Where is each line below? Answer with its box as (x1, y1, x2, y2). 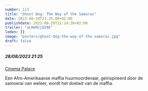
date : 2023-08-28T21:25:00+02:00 (5, 16, 73, 21)
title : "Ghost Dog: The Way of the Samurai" (5, 12, 97, 16)
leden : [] (5, 30, 25, 34)
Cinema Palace (5, 66, 35, 72)
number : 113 (5, 7, 29, 12)
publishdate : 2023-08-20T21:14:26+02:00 (5, 20, 88, 26)
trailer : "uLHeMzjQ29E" (5, 25, 53, 30)
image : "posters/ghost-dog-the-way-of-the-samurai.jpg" (5, 34, 120, 39)
